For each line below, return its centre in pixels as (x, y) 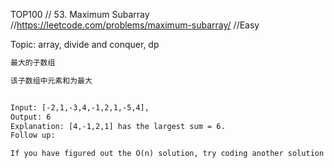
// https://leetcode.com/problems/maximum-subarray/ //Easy (135, 25)
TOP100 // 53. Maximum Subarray (80, 14)
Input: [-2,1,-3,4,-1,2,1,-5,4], (80, 107)
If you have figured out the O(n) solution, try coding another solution (167, 154)
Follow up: (33, 135)
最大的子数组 (33, 63)
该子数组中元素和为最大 (51, 80)
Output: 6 (31, 117)
